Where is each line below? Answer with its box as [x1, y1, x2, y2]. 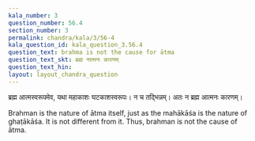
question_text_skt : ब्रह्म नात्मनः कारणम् [8, 56, 119, 64]
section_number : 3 [8, 26, 69, 34]
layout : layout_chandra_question [8, 70, 118, 78]
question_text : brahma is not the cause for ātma [8, 48, 175, 56]
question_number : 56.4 [8, 19, 83, 27]
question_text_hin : [8, 63, 73, 71]
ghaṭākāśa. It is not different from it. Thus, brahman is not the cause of [8, 116, 238, 126]
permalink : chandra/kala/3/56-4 [8, 33, 114, 42]
